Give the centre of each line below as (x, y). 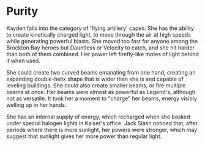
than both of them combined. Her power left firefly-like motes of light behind (102, 54)
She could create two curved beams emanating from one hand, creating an (101, 72)
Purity (22, 11)
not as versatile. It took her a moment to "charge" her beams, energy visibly (102, 98)
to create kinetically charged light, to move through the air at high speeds (99, 34)
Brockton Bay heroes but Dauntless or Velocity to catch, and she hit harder (100, 48)
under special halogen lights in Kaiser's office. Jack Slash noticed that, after (102, 123)
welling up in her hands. (36, 104)
